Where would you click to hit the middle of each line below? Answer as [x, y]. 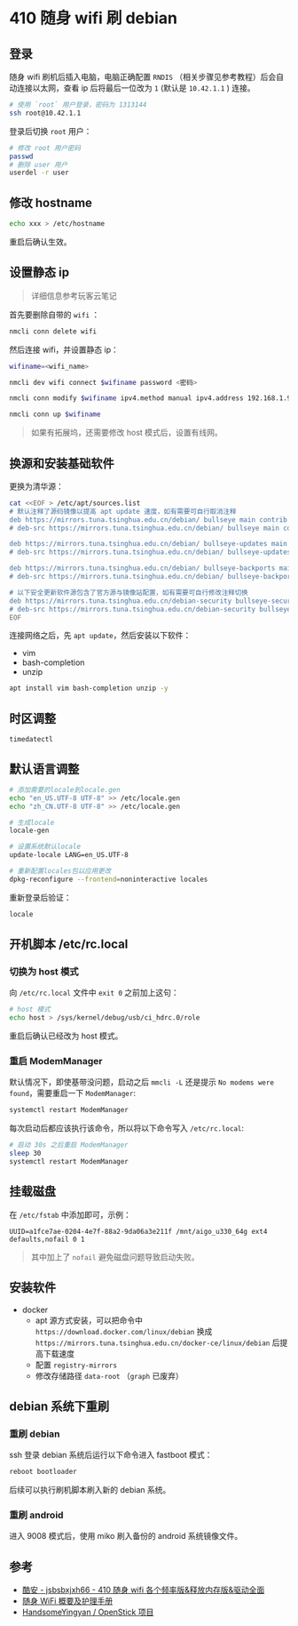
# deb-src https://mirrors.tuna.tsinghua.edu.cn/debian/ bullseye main [144, 528]
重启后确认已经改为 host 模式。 [66, 1036]
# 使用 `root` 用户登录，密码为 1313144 [78, 105]
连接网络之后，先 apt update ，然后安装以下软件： [100, 636]
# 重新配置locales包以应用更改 [60, 871]
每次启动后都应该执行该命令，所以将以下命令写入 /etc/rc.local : [127, 1128]
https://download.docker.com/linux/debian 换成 [124, 1331]
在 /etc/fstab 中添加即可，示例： [70, 1214]
